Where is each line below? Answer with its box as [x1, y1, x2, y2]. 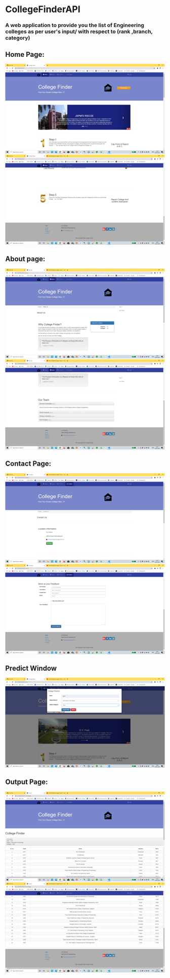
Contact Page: [5, 460, 52, 468]
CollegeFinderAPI [5, 4, 81, 15]
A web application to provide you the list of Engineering [5, 22, 144, 29]
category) [5, 35, 30, 42]
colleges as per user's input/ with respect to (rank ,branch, [5, 28, 153, 35]
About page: [5, 255, 46, 264]
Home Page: [5, 50, 45, 59]
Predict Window [5, 664, 57, 672]
